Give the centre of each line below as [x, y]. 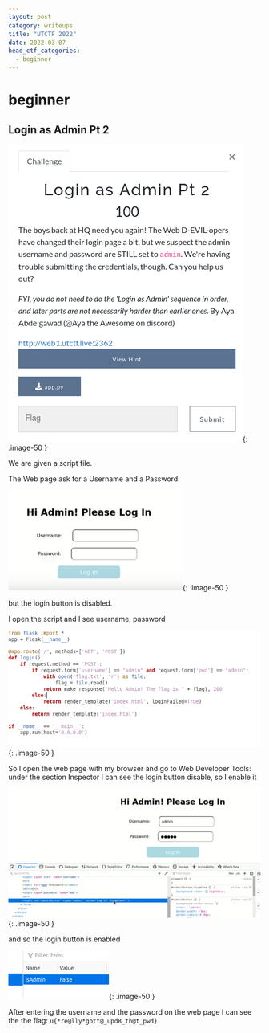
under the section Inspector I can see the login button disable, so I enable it [132, 777]
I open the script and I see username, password [87, 619]
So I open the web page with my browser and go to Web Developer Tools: [130, 768]
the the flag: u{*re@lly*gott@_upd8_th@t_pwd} [83, 1020]
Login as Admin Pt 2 [59, 130]
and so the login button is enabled [64, 939]
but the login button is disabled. [60, 603]
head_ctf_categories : [44, 51]
